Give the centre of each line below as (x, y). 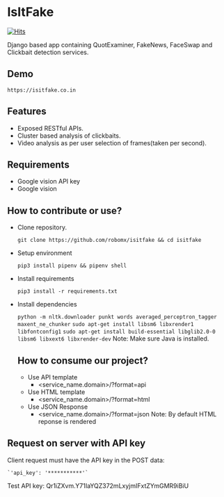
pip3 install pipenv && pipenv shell (72, 266)
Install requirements (46, 279)
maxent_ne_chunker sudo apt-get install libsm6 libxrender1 (105, 325)
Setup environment (45, 253)
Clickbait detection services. (48, 52)
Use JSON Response (58, 407)
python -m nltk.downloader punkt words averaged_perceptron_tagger (117, 317)
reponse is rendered (67, 422)
